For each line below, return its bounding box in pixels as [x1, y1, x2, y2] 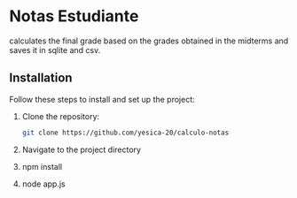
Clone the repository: [21, 110, 100, 121]
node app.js [21, 179, 66, 189]
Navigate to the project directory [21, 144, 142, 155]
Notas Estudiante [9, 6, 139, 27]
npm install [21, 161, 63, 171]
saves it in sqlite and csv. [9, 44, 101, 55]
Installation [9, 71, 73, 86]
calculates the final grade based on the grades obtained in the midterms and [9, 35, 289, 46]
